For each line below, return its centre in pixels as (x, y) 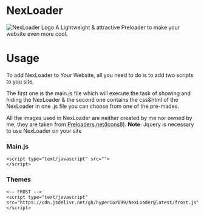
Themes (19, 179)
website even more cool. (37, 33)
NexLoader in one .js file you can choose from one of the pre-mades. (93, 106)
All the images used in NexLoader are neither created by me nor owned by (99, 118)
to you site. (20, 81)
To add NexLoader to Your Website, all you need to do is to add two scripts (100, 75)
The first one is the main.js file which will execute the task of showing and (99, 93)
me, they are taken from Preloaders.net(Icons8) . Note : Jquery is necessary (100, 124)
